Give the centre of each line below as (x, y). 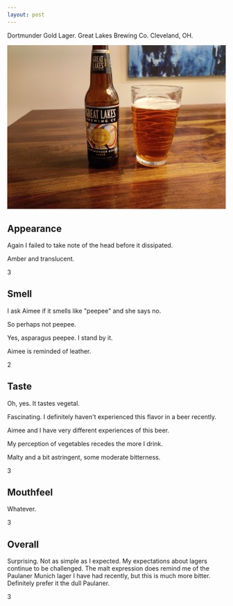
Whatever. (22, 509)
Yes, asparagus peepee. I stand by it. (60, 338)
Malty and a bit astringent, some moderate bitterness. (84, 457)
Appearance (35, 228)
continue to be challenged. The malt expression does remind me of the (109, 568)
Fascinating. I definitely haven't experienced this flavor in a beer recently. (112, 416)
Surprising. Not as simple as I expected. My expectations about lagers (107, 561)
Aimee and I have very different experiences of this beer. (88, 430)
